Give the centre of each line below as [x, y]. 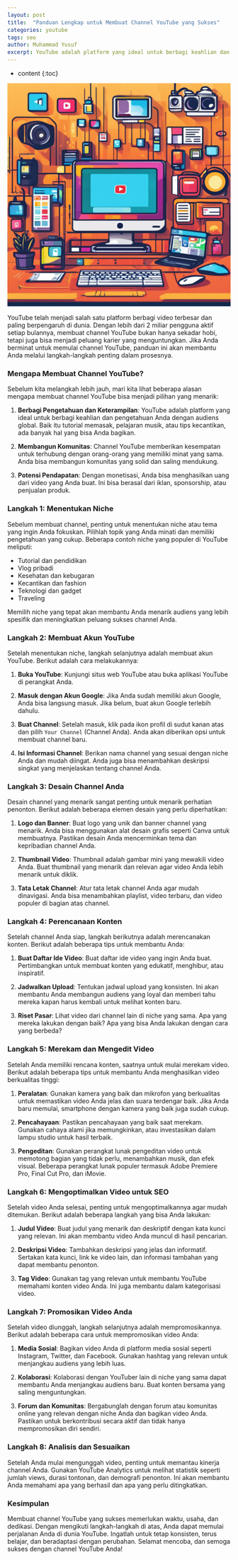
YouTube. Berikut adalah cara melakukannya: [73, 660]
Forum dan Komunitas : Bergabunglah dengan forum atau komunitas [117, 1406]
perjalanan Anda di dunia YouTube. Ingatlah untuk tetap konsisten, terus [112, 1534]
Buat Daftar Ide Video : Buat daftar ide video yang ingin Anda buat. [115, 958]
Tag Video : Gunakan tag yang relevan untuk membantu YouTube [112, 1279]
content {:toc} [38, 73]
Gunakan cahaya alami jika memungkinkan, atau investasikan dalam [117, 1129]
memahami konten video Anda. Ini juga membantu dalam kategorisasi [119, 1286]
